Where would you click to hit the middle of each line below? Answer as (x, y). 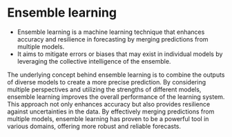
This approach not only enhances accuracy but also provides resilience (109, 104)
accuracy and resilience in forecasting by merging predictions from (113, 39)
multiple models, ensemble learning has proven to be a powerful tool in (108, 118)
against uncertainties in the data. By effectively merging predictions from (111, 111)
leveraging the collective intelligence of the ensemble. (94, 61)
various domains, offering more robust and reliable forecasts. (94, 126)
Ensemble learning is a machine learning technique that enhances (111, 32)
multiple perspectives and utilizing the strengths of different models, (104, 89)
